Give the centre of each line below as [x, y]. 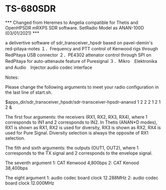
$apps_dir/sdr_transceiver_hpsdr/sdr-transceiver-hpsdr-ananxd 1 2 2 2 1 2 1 [83, 102]
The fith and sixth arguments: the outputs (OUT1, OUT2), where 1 [72, 148]
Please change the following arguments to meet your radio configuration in [82, 87]
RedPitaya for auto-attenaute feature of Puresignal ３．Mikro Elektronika [81, 61]
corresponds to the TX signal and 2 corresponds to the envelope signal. [79, 153]
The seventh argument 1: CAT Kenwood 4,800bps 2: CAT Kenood [72, 163]
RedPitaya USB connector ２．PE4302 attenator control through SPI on [78, 55]
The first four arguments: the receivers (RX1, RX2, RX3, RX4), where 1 [76, 117]
